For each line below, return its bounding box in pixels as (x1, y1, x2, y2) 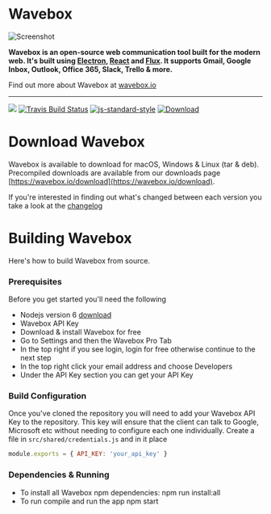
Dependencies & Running (8, 470, 110, 481)
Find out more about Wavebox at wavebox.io (8, 80, 157, 90)
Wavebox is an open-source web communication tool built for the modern (8, 47, 261, 57)
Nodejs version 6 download (19, 310, 112, 320)
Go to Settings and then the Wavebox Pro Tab (19, 336, 172, 346)
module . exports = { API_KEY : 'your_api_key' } (8, 450, 168, 458)
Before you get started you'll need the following (8, 294, 167, 304)
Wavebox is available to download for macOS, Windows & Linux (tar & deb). (8, 159, 260, 169)
